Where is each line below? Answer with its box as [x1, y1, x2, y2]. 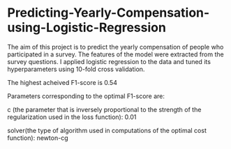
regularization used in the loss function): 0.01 [7, 113, 137, 121]
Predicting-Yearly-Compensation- [7, 5, 210, 21]
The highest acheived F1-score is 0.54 [7, 78, 117, 86]
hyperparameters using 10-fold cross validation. [7, 65, 145, 73]
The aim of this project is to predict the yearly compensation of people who [7, 42, 224, 51]
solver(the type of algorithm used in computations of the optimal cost [7, 126, 207, 134]
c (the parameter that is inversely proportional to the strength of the [7, 105, 202, 113]
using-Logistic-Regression [7, 19, 166, 36]
